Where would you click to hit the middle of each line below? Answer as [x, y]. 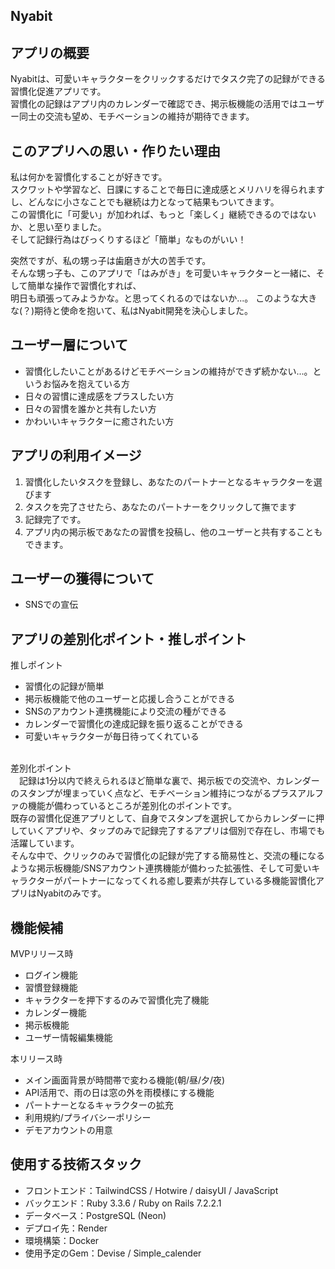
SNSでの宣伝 [51, 605]
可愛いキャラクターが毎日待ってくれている [112, 736]
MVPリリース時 [42, 954]
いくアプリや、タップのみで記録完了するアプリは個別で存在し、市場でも [176, 831]
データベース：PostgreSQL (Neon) [95, 1215]
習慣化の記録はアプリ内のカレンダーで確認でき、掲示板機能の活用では [154, 104]
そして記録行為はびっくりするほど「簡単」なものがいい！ [128, 240]
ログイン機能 [51, 975]
